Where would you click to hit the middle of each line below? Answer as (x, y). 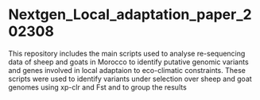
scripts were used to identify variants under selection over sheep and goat (130, 79)
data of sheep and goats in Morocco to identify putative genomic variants (128, 62)
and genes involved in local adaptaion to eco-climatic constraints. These (127, 70)
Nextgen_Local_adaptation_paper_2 (130, 15)
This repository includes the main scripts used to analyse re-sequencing (127, 53)
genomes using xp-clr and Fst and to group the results (97, 87)
